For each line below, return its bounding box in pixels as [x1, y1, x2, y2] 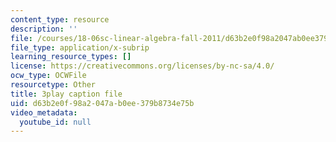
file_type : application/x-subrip [10, 42, 150, 53]
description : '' [10, 24, 78, 34]
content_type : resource [10, 14, 110, 25]
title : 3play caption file [10, 89, 123, 99]
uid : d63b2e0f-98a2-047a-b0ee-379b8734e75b [10, 98, 195, 108]
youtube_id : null [19, 117, 92, 127]
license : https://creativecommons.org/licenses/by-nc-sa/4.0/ [10, 61, 275, 71]
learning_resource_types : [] [10, 52, 132, 62]
